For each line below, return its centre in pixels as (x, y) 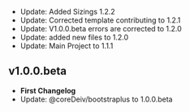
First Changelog (48, 90)
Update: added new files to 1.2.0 (74, 37)
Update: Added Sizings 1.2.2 (67, 12)
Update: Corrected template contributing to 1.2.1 (100, 20)
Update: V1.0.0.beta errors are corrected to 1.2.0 (101, 29)
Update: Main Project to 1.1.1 (67, 46)
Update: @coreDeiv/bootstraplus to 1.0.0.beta (96, 99)
